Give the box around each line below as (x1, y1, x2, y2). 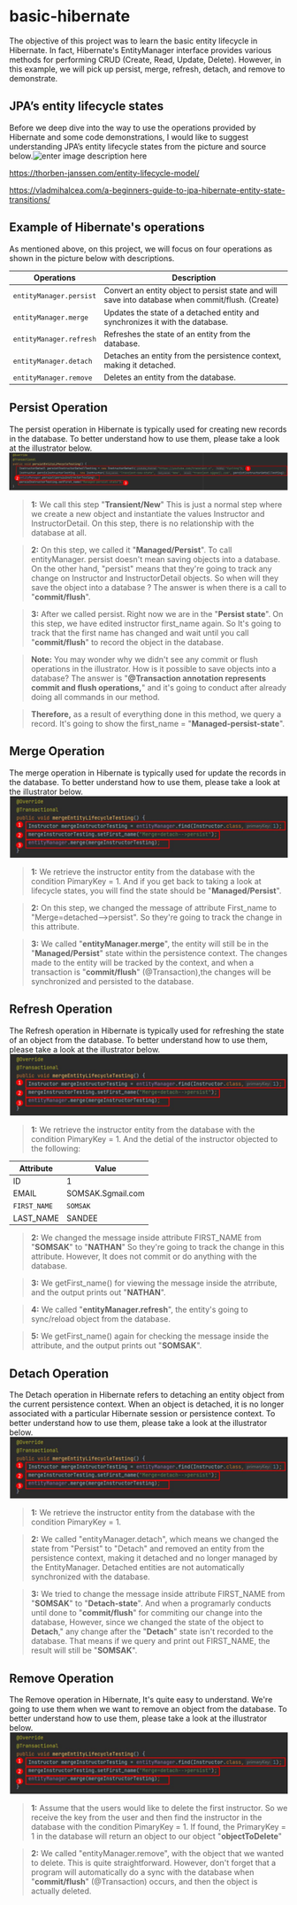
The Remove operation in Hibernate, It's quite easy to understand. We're (9, 1693, 273, 1705)
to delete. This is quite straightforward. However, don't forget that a (30, 1857, 277, 1869)
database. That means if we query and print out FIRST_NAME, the (30, 1636, 270, 1647)
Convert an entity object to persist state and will (103, 285, 278, 296)
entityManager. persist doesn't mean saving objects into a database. (30, 554, 281, 565)
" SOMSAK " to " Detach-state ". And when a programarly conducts (30, 1598, 271, 1608)
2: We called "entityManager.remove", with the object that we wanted (30, 1848, 285, 1859)
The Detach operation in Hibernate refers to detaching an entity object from (9, 1389, 285, 1400)
